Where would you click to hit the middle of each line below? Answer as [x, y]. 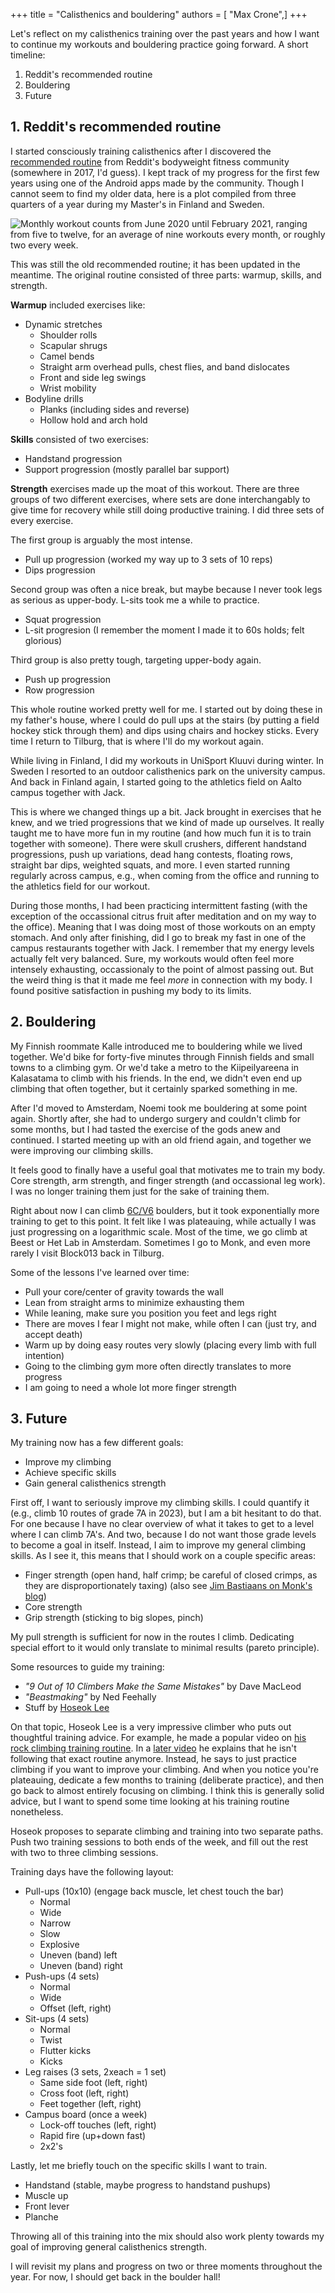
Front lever [47, 2206]
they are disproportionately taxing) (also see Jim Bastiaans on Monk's [168, 1586]
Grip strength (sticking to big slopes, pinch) [114, 1618]
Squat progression [63, 619]
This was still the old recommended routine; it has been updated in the [155, 264]
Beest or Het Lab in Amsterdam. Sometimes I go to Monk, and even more [160, 1242]
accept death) [53, 1334]
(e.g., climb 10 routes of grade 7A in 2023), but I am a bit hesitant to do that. [166, 1513]
